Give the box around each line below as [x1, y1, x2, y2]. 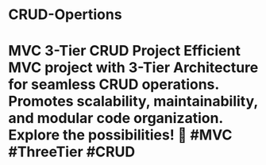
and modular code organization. [8, 109, 224, 128]
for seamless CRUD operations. [8, 75, 220, 94]
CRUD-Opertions [8, 6, 122, 24]
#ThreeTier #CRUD [8, 143, 136, 161]
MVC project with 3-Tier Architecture [8, 59, 259, 77]
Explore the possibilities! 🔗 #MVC [8, 126, 233, 144]
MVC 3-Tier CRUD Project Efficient [8, 42, 241, 60]
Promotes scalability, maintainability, [8, 93, 258, 110]
